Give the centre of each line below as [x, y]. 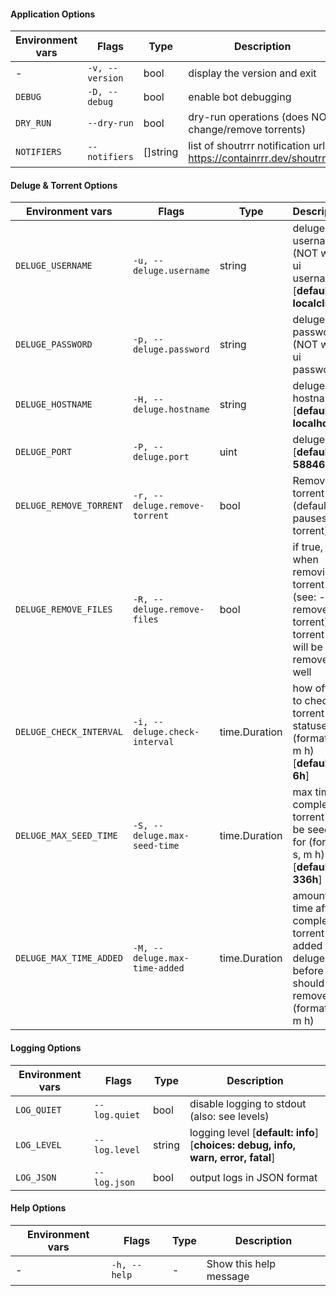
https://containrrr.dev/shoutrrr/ [260, 158]
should [308, 983]
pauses [310, 518]
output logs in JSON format [253, 1177]
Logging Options [46, 1048]
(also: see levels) [229, 1116]
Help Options [38, 1208]
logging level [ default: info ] [254, 1132]
